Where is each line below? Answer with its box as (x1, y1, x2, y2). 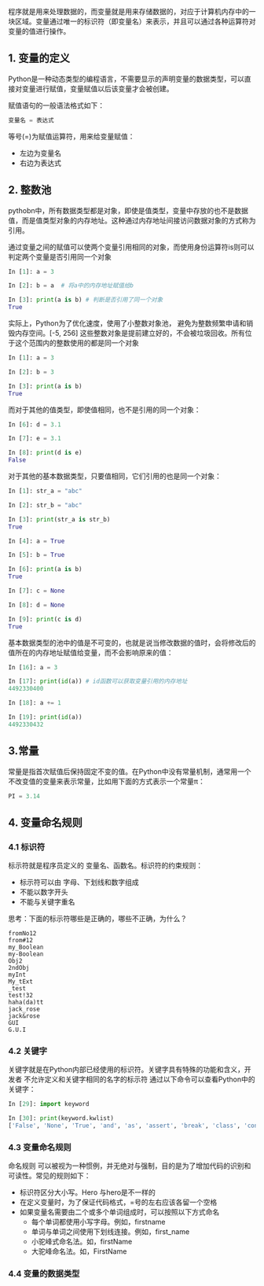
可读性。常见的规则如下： (8, 1171, 91, 1181)
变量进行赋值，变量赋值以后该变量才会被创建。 (21, 83, 174, 93)
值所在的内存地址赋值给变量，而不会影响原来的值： (8, 647, 174, 657)
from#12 (8, 937, 34, 945)
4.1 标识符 (8, 841, 46, 852)
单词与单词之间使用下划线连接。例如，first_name (31, 1227, 190, 1236)
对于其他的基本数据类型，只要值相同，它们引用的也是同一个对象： (8, 471, 222, 481)
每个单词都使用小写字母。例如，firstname (31, 1218, 166, 1227)
